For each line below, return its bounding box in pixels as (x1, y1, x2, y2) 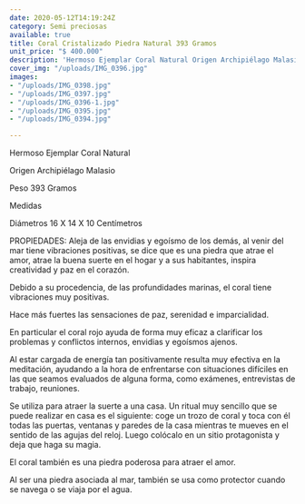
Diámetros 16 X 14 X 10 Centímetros (9, 218, 143, 229)
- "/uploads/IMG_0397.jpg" (9, 89, 112, 98)
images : (9, 73, 39, 82)
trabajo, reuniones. (9, 383, 80, 394)
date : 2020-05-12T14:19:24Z (9, 13, 116, 23)
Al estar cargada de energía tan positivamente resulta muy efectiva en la (9, 354, 281, 365)
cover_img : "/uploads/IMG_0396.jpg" (9, 64, 148, 74)
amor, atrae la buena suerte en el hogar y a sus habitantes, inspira (9, 255, 257, 266)
